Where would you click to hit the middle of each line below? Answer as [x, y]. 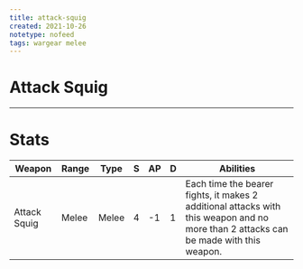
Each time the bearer [230, 184]
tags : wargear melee [48, 43]
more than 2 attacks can [237, 229]
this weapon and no [227, 218]
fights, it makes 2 [222, 195]
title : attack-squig [48, 18]
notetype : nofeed [42, 34]
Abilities [238, 169]
